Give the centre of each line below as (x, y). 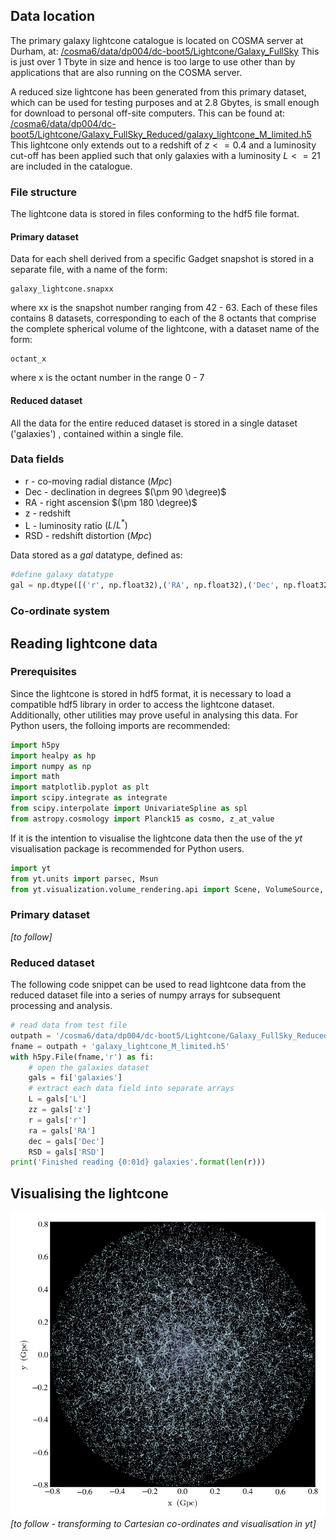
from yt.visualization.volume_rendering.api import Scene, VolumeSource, (167, 889)
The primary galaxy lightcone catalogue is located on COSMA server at (157, 40)
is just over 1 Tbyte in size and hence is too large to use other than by (153, 61)
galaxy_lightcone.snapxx (62, 289)
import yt (31, 868)
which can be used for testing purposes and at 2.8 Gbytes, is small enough (165, 102)
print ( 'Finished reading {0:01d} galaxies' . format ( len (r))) (138, 1162)
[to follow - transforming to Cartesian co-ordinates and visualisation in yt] (163, 1524)
